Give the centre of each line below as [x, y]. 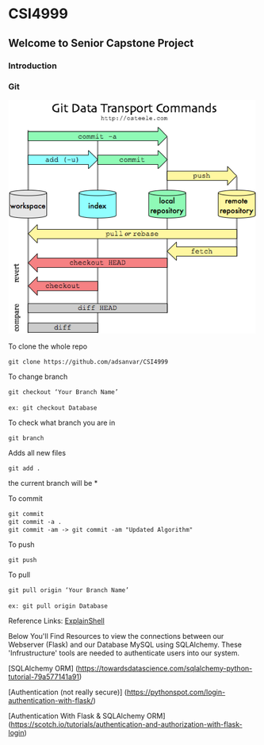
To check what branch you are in [62, 422]
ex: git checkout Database [53, 408]
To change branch [38, 376]
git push [23, 560]
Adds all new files [37, 453]
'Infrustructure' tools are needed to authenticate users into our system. [124, 653]
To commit [26, 498]
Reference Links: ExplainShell [56, 621]
